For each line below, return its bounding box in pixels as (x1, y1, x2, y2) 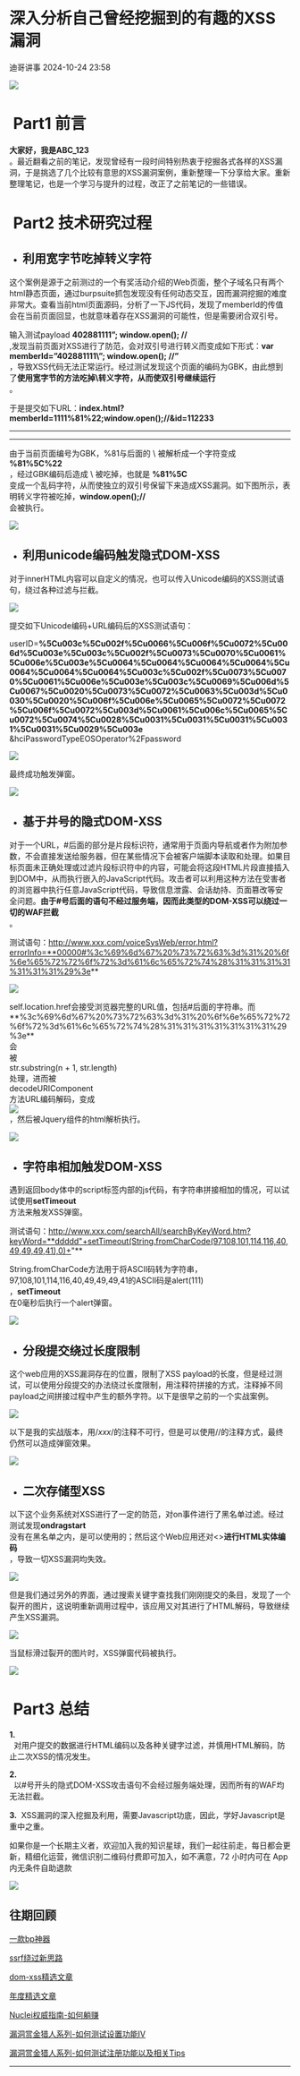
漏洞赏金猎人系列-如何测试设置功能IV (9, 2029, 146, 2039)
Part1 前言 (12, 114, 87, 134)
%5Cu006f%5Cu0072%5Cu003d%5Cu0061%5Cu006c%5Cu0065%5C (9, 705, 288, 715)
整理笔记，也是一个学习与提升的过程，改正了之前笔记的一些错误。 (9, 178, 252, 189)
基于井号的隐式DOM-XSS (21, 814, 162, 829)
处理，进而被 (9, 1072, 56, 1083)
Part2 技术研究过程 (12, 213, 153, 234)
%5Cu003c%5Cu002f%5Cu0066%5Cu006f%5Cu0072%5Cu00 (38, 637, 288, 649)
